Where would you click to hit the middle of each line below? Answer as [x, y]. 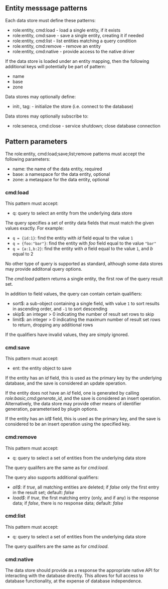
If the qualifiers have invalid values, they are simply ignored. [67, 334]
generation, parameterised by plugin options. [52, 409]
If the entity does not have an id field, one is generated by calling [72, 393]
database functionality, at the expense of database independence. [74, 581]
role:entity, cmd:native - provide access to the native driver [73, 51]
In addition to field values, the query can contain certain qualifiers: [74, 294]
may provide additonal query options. [44, 269]
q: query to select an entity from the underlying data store [72, 213]
